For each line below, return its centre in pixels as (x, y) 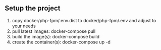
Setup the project (33, 8)
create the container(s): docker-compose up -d (61, 42)
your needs (24, 26)
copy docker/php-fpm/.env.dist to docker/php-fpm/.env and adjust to (84, 20)
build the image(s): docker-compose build (56, 36)
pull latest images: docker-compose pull (54, 31)
